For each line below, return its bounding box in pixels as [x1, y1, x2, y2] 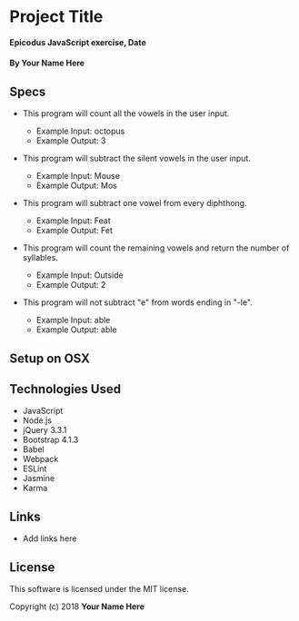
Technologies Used [9, 381, 121, 397]
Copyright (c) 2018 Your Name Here [9, 601, 145, 612]
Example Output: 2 [35, 280, 106, 291]
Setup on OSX [9, 350, 91, 366]
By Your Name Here [9, 57, 85, 69]
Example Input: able [35, 315, 111, 326]
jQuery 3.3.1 [22, 425, 67, 436]
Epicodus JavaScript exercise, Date [9, 36, 147, 47]
